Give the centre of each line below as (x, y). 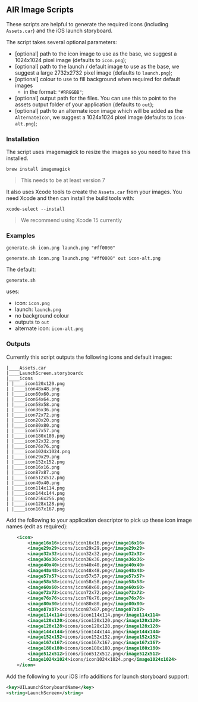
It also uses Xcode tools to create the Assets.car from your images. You (94, 192)
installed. (17, 158)
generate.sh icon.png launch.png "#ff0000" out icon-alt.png (84, 258)
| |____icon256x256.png (36, 498)
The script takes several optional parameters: (62, 42)
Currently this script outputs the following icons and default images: (89, 357)
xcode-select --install (36, 209)
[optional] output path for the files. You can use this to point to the (95, 98)
